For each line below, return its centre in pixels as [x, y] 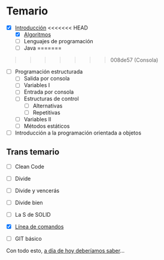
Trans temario [33, 152]
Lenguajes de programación [59, 41]
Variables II [38, 119]
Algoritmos [37, 35]
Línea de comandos [39, 226]
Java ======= [42, 48]
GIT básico [28, 239]
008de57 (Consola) [134, 60]
